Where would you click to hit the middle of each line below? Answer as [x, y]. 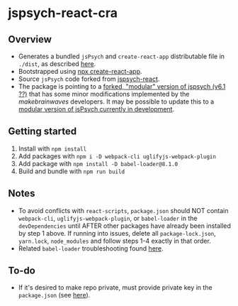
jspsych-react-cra [63, 13]
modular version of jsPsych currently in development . [96, 109]
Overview [30, 39]
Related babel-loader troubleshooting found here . [91, 248]
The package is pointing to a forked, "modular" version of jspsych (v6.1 [122, 86]
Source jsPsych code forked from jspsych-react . [89, 79]
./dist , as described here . [57, 64]
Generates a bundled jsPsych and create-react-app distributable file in [121, 56]
